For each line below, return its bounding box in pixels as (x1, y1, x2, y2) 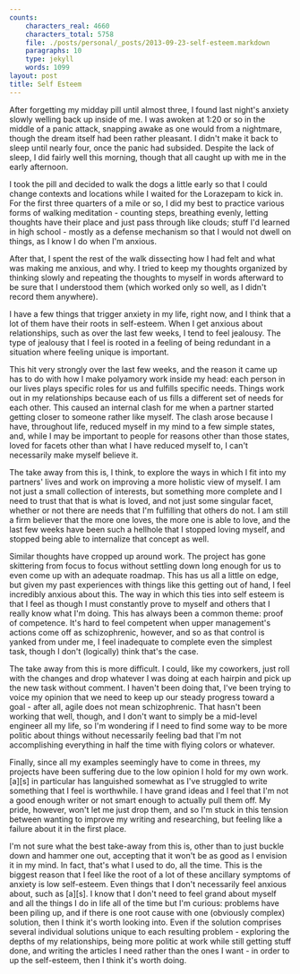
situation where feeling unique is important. (9, 346, 169, 357)
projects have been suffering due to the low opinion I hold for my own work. (9, 766, 289, 777)
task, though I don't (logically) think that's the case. (9, 645, 199, 656)
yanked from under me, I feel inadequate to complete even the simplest (9, 637, 273, 647)
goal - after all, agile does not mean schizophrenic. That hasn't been (9, 701, 261, 712)
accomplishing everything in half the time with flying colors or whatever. (9, 739, 276, 750)
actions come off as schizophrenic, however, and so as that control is (9, 627, 265, 637)
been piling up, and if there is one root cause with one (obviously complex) (9, 907, 286, 918)
